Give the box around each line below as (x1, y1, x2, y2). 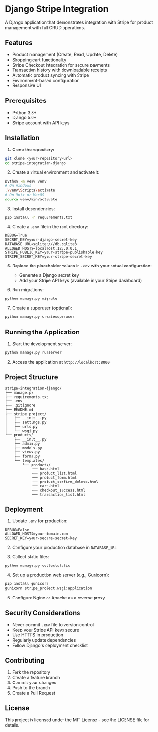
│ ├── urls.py (5, 424, 38, 429)
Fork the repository (12, 669, 51, 675)
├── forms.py (14, 454, 40, 459)
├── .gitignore (5, 403, 36, 408)
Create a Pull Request (12, 690, 56, 696)
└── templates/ (14, 458, 45, 463)
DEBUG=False (5, 528, 29, 532)
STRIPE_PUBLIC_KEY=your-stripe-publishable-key (5, 250, 103, 255)
